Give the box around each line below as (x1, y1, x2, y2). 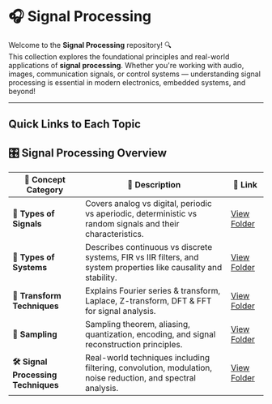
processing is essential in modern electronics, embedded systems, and (8, 77, 246, 87)
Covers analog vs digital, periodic (84, 198, 212, 209)
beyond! (8, 86, 36, 96)
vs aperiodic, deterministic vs (84, 208, 197, 220)
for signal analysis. (84, 306, 156, 317)
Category (26, 184, 64, 196)
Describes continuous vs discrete (84, 242, 213, 253)
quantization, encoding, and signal (84, 329, 216, 340)
